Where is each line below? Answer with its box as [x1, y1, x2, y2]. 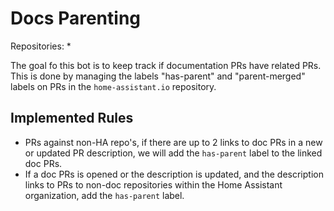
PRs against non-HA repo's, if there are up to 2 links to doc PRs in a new [24, 136, 323, 148]
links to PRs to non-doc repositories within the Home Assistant [24, 178, 283, 191]
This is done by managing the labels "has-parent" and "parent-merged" [10, 70, 306, 82]
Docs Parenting [10, 7, 142, 30]
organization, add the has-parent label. [24, 189, 185, 201]
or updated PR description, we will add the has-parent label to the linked [24, 147, 323, 159]
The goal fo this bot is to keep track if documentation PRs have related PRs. [10, 59, 322, 71]
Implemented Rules [10, 110, 134, 127]
